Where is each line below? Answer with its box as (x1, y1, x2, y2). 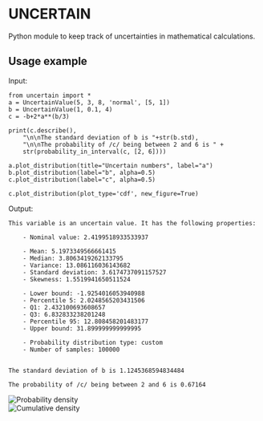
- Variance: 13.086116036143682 (22, 261, 131, 269)
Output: (8, 204, 34, 213)
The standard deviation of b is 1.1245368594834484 (8, 366, 184, 374)
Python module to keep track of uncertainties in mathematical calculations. (8, 31, 256, 41)
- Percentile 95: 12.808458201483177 (22, 318, 149, 326)
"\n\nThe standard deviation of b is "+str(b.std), (22, 133, 199, 141)
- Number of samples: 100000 (22, 346, 120, 354)
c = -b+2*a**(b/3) (8, 112, 70, 120)
